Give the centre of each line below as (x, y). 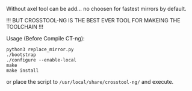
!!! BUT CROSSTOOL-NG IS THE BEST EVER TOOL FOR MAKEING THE (93, 20)
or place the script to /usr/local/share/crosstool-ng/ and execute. (90, 82)
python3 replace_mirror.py (40, 49)
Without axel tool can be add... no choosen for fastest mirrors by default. (96, 9)
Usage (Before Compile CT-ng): (46, 38)
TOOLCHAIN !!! (25, 27)
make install (23, 71)
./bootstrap (21, 55)
